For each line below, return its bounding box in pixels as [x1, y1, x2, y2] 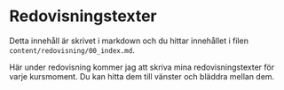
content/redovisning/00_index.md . [9, 44, 135, 55]
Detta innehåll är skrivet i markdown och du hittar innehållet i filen [9, 35, 248, 46]
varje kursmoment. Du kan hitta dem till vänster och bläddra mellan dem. [9, 71, 275, 81]
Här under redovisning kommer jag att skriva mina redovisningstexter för [9, 62, 275, 72]
